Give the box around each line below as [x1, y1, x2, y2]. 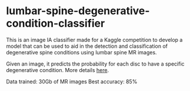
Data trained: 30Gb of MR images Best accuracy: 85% [6, 78, 138, 85]
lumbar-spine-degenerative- [6, 4, 150, 18]
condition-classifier [6, 17, 105, 30]
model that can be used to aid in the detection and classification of [6, 43, 168, 50]
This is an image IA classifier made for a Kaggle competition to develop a [6, 36, 183, 43]
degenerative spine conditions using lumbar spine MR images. [6, 48, 157, 56]
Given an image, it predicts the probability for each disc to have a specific [6, 60, 185, 67]
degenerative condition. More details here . [6, 66, 109, 73]
